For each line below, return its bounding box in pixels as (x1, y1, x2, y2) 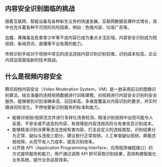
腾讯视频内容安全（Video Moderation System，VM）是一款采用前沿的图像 (5, 86, 152, 92)
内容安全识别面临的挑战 (5, 4, 75, 13)
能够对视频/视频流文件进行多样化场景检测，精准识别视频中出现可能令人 (12, 114, 153, 120)
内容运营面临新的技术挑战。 (5, 57, 60, 63)
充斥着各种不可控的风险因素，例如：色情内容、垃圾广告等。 (13, 24, 132, 30)
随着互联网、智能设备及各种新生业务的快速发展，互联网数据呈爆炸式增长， (5, 18, 153, 24)
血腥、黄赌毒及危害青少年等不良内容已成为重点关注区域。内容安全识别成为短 (5, 34, 157, 40)
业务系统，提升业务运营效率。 (12, 156, 71, 163)
